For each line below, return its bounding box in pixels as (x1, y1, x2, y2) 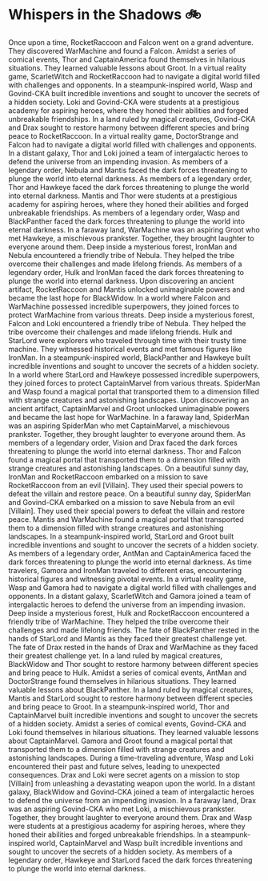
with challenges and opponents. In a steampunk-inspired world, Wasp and (8, 80, 254, 90)
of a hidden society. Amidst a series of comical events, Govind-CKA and (8, 718, 246, 729)
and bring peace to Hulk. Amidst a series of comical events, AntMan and (8, 668, 247, 677)
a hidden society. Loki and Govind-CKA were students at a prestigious (8, 97, 240, 107)
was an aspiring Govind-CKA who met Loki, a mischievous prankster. (8, 804, 236, 814)
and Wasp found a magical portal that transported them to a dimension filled (8, 386, 260, 396)
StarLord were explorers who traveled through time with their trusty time (8, 335, 246, 345)
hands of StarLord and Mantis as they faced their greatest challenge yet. (8, 633, 247, 643)
